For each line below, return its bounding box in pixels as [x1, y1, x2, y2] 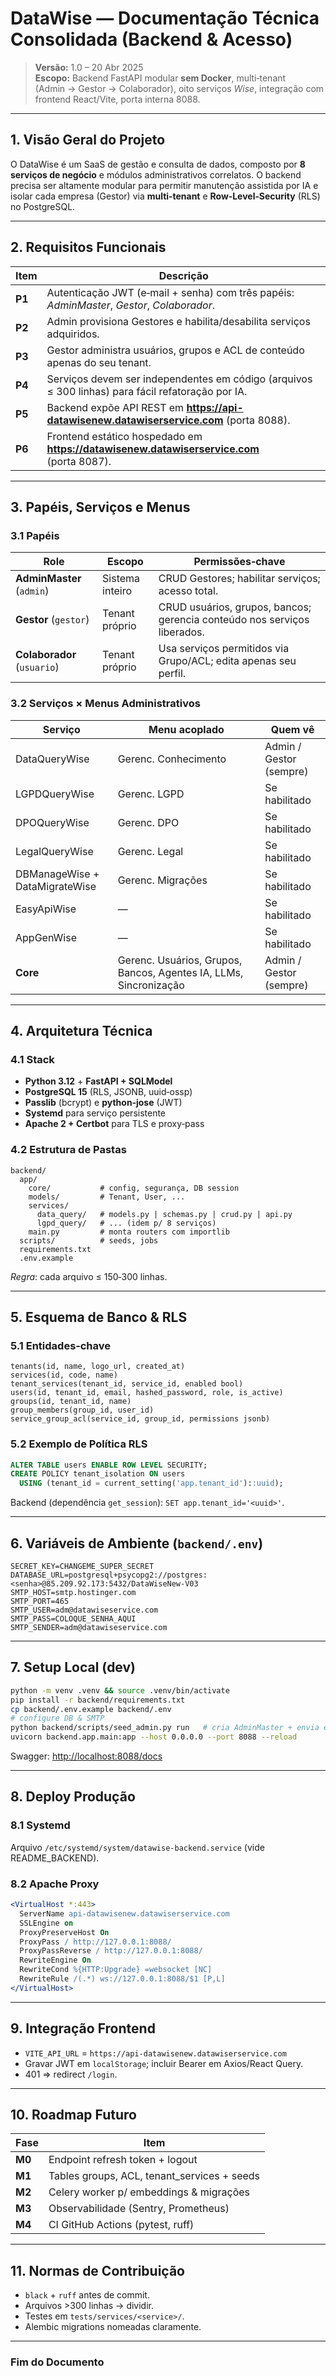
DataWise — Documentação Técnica [10, 7, 320, 30]
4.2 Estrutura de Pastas [10, 1143, 127, 1157]
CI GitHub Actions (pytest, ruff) [48, 2218, 195, 2232]
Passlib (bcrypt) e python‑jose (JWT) [24, 1097, 183, 1109]
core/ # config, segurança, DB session [28, 1183, 240, 1193]
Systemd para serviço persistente [24, 1107, 167, 1119]
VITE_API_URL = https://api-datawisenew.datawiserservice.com [24, 2047, 287, 2059]
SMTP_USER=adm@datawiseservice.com [10, 1605, 159, 1615]
